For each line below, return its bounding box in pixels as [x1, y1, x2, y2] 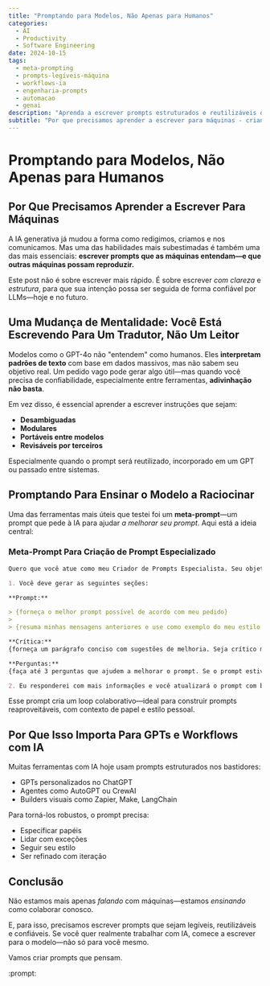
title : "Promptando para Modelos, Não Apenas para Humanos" [8, 11, 215, 20]
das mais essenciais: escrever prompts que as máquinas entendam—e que [8, 251, 261, 261]
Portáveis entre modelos [19, 432, 104, 442]
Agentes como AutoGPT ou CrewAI [19, 786, 137, 796]
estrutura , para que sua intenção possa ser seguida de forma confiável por [8, 283, 257, 294]
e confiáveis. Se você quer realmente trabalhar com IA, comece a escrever [8, 929, 256, 939]
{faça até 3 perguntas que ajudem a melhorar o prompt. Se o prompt [8, 667, 243, 676]
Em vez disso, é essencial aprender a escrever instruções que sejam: [8, 399, 238, 409]
